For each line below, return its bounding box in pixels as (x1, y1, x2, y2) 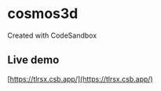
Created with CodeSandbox (7, 31, 97, 40)
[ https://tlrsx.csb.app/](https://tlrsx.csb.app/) (7, 74, 154, 83)
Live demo (7, 53, 60, 67)
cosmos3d (7, 5, 79, 23)
